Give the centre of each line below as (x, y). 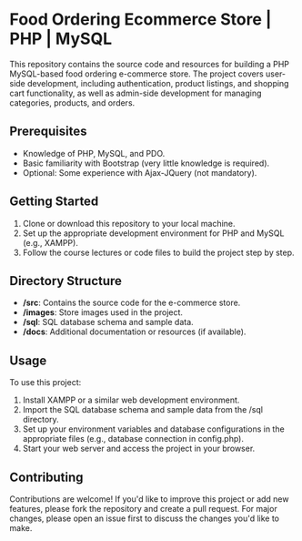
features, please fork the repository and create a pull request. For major (143, 509)
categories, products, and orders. (72, 102)
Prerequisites (48, 132)
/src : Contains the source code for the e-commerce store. (131, 303)
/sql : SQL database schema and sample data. (108, 322)
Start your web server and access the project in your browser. (139, 449)
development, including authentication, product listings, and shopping (158, 83)
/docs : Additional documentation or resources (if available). (134, 332)
